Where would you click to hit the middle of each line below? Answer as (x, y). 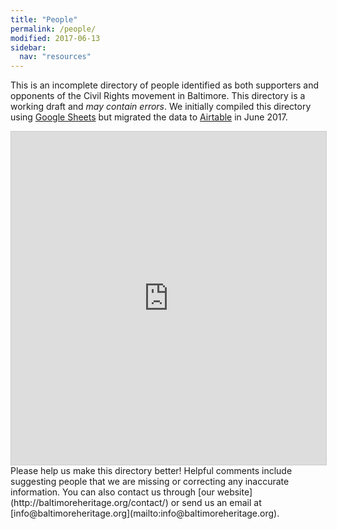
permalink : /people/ (53, 29)
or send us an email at (216, 503)
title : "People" (44, 19)
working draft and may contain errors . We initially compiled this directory (161, 107)
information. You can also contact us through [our (112, 492)
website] (234, 492)
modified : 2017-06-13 (55, 38)
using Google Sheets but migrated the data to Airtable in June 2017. (149, 117)
